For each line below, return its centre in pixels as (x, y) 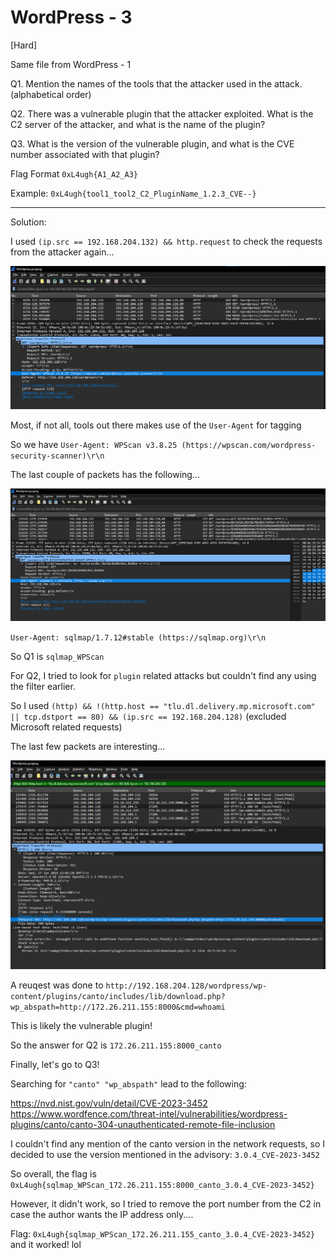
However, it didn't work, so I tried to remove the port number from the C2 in (166, 1203)
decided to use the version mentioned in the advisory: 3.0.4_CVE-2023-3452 (165, 1154)
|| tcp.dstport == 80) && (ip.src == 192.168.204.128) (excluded (148, 716)
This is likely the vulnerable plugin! (81, 1025)
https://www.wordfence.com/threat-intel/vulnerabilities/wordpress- (149, 1113)
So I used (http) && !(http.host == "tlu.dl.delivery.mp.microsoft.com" (163, 705)
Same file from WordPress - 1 (71, 64)
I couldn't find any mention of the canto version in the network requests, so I (167, 1143)
